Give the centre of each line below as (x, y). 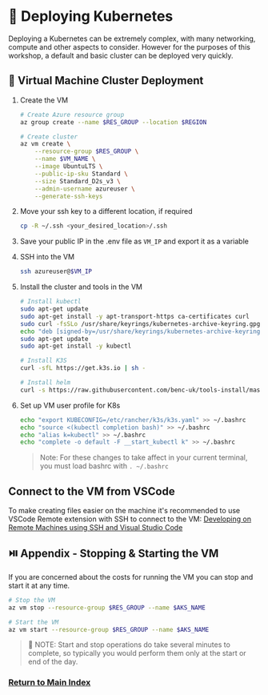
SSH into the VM (47, 257)
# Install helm (45, 383)
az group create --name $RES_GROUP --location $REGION (113, 122)
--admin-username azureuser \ (85, 189)
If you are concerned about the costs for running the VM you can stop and (131, 576)
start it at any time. (39, 585)
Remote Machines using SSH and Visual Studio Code (96, 528)
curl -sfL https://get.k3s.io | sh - (83, 368)
